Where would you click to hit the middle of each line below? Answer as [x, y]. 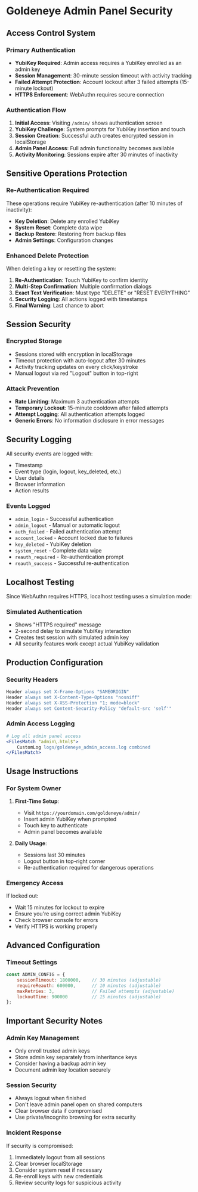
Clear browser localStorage [48, 1163]
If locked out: [22, 896]
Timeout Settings [32, 962]
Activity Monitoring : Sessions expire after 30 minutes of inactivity [96, 155]
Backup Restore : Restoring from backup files [70, 234]
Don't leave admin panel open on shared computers [78, 1104]
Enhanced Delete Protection [48, 256]
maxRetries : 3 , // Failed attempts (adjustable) [96, 991]
